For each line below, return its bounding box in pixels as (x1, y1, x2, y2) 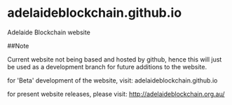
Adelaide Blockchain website (7, 28, 91, 36)
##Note (7, 41, 29, 50)
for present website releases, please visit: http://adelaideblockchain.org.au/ (7, 90, 226, 98)
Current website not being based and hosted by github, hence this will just (7, 55, 222, 64)
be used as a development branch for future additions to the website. (7, 62, 207, 71)
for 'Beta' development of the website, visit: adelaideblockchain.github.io (7, 76, 218, 85)
